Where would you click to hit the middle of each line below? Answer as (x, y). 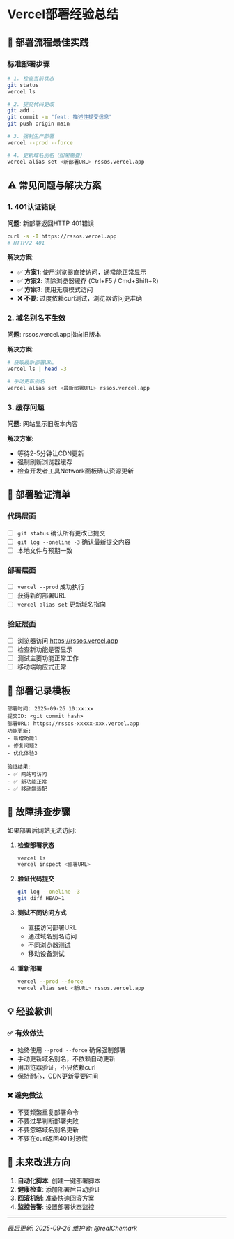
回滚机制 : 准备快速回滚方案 (56, 1198)
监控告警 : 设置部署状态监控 (56, 1206)
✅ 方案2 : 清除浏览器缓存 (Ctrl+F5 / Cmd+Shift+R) (88, 280)
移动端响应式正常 (42, 667)
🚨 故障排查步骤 (39, 812)
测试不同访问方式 (42, 913)
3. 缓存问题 (26, 407)
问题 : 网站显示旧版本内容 (42, 424)
